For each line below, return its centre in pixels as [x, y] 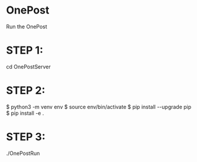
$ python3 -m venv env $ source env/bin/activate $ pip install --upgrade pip [99, 107]
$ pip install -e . [25, 113]
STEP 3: [26, 137]
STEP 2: [26, 90]
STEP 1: [25, 50]
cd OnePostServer [29, 67]
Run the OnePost [27, 27]
